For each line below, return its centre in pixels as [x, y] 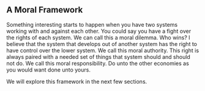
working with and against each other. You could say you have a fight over [99, 31]
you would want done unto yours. [48, 70]
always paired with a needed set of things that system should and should [99, 56]
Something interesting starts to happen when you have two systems [92, 24]
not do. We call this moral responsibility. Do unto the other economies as [98, 63]
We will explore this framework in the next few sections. [77, 81]
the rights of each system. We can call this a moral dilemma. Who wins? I [99, 37]
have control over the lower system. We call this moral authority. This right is [103, 50]
